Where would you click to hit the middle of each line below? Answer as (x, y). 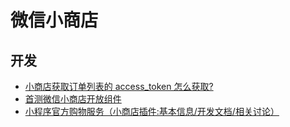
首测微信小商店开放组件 (73, 99)
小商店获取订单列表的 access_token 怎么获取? (119, 86)
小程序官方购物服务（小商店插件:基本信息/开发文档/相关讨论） (152, 111)
